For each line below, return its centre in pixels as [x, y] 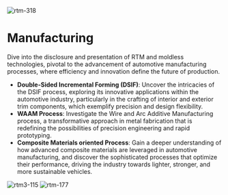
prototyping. [34, 135]
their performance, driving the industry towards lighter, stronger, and [113, 164]
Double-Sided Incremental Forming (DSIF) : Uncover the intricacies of [116, 85]
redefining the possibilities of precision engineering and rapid [103, 128]
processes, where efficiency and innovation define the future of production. [114, 71]
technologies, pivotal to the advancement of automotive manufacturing [107, 64]
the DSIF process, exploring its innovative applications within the [108, 91]
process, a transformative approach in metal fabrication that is [104, 121]
